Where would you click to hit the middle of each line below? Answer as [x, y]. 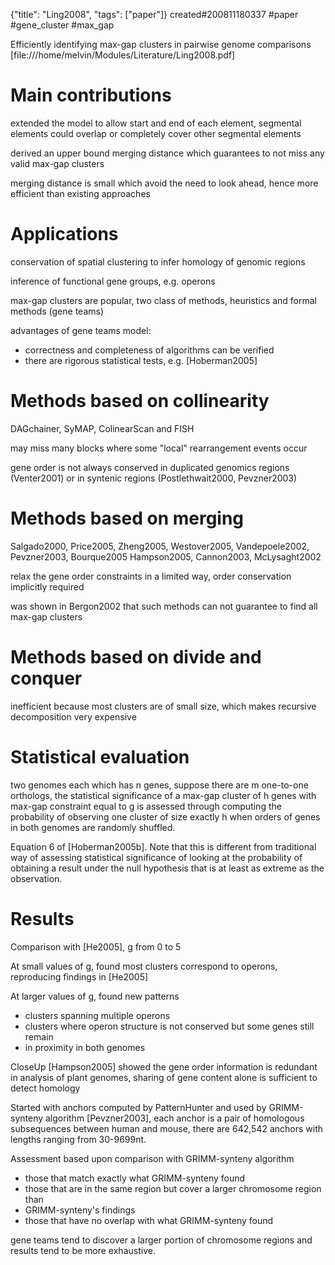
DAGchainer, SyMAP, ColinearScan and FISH [102, 428]
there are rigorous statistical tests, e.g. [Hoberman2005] [141, 360]
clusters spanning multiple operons [97, 1015]
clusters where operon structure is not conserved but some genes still [169, 1026]
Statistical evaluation [100, 756]
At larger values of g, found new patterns [95, 996]
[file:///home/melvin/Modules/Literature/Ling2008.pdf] [123, 55]
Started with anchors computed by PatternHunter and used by [138, 1107]
